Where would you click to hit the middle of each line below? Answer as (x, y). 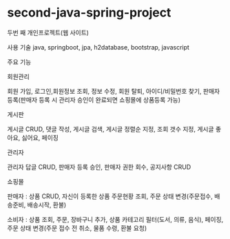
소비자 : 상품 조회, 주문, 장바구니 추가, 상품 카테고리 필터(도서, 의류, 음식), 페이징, (115, 219)
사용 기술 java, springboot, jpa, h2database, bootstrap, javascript (98, 47)
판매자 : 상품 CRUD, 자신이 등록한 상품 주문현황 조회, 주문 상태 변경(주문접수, (110, 196)
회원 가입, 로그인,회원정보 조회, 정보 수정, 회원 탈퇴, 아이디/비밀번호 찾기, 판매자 (114, 91)
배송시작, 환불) (47, 205)
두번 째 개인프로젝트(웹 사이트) (48, 32)
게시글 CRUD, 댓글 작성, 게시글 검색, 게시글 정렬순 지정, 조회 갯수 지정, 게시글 (111, 129)
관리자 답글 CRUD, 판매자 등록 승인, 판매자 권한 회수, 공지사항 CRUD (99, 167)
